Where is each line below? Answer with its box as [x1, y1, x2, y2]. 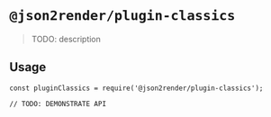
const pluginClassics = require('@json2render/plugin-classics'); [9, 84, 264, 93]
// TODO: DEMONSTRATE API [9, 99, 106, 108]
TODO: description [31, 33, 102, 44]
